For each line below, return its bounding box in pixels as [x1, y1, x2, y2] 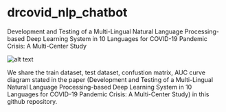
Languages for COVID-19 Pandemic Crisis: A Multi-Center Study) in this [7, 90, 210, 98]
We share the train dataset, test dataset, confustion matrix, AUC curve [7, 68, 206, 76]
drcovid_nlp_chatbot [7, 5, 128, 20]
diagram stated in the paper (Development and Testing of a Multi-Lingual [7, 75, 214, 83]
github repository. [7, 97, 58, 105]
